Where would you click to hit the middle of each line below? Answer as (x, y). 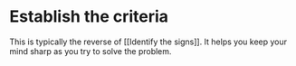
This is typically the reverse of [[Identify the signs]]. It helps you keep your (148, 42)
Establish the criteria (89, 17)
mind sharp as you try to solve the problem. (91, 51)
